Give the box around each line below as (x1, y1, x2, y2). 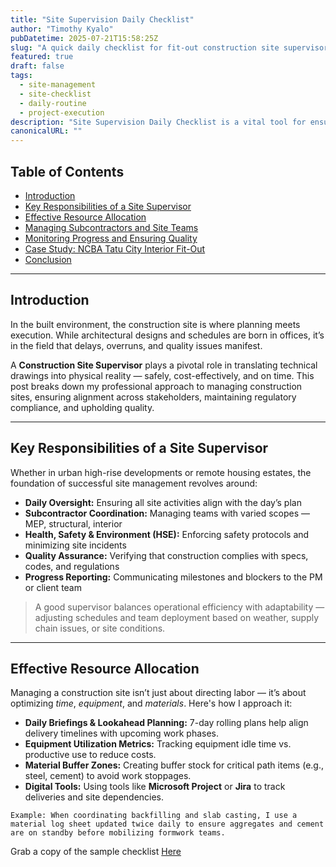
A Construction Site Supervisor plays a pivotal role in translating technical (10, 359, 318, 371)
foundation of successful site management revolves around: (10, 477, 258, 489)
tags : (10, 71, 33, 81)
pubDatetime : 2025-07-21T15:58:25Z (10, 33, 159, 43)
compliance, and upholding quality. (10, 401, 155, 413)
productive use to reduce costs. (24, 749, 157, 761)
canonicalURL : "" (10, 126, 83, 136)
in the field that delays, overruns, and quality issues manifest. (10, 339, 263, 351)
